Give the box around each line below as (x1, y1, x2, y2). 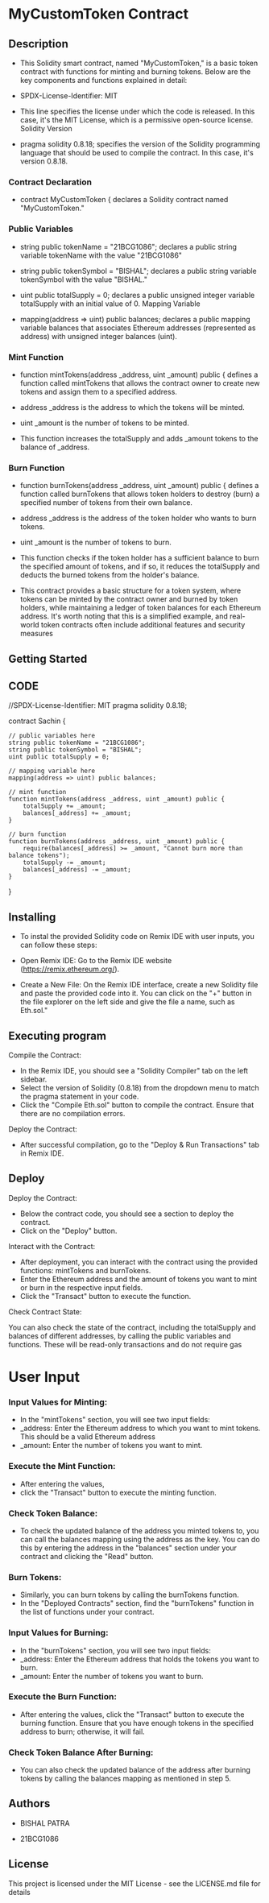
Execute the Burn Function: (8, 1691, 117, 1702)
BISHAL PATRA (19, 1818, 70, 1828)
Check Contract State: (8, 1306, 82, 1317)
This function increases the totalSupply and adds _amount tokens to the (19, 433, 259, 443)
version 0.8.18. (19, 156, 68, 166)
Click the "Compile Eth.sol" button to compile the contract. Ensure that (19, 1100, 255, 1110)
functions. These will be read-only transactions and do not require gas (8, 1339, 242, 1349)
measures (19, 629, 54, 639)
